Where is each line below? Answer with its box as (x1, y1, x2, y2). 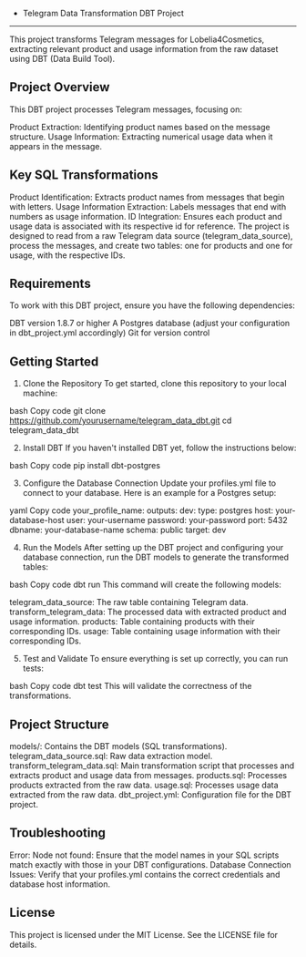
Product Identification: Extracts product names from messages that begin (9, 191, 285, 202)
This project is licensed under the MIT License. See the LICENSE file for (9, 929, 279, 940)
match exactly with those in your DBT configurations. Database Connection (9, 859, 291, 870)
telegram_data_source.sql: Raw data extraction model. (9, 751, 213, 762)
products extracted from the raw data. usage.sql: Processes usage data (9, 779, 280, 791)
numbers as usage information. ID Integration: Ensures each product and (9, 211, 282, 221)
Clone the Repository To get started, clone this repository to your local (22, 378, 287, 389)
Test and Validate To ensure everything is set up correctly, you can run (22, 653, 289, 664)
